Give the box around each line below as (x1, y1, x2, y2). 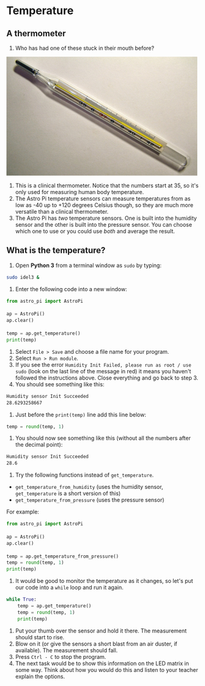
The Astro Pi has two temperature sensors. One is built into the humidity (15, 214, 197, 222)
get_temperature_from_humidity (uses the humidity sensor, (15, 483, 163, 491)
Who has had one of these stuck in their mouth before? (15, 44, 155, 52)
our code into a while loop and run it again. (15, 584, 124, 591)
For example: (6, 508, 40, 516)
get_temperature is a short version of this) (15, 489, 121, 497)
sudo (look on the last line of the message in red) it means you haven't (15, 367, 192, 375)
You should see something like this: (15, 380, 105, 388)
